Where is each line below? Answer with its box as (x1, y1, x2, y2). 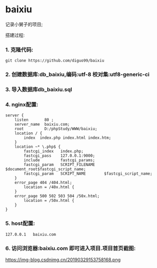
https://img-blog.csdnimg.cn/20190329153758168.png (5, 256, 121, 262)
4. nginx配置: (5, 101, 38, 108)
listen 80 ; (14, 117, 54, 122)
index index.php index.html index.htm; (24, 135, 111, 140)
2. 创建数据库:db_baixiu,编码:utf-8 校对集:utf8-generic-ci (5, 71, 150, 78)
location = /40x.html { (24, 184, 74, 190)
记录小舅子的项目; (5, 21, 43, 27)
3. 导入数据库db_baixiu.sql (5, 86, 72, 93)
